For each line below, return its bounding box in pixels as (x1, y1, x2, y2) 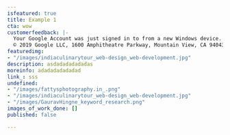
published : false (7, 111, 57, 118)
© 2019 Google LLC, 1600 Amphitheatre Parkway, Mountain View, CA (13, 42, 207, 48)
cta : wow (7, 22, 32, 29)
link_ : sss (7, 73, 38, 80)
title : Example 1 (7, 16, 57, 23)
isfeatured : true (7, 10, 57, 17)
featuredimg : (7, 48, 44, 55)
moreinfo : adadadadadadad (7, 67, 81, 74)
